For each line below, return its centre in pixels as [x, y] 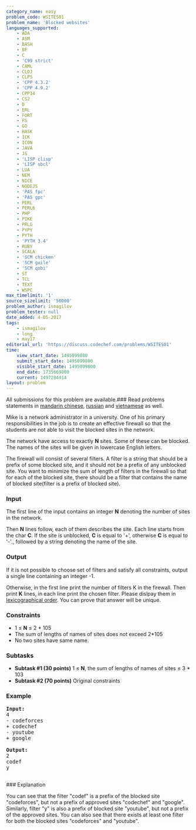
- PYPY [25, 230]
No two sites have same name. [52, 640]
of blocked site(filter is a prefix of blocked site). [63, 484]
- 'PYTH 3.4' [33, 241]
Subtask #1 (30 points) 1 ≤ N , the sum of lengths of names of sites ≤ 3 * [102, 668]
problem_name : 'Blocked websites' [48, 22]
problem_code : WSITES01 [35, 17]
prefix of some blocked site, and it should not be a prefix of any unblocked [96, 465]
